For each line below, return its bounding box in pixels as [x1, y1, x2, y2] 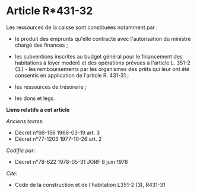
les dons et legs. [14, 95, 55, 102]
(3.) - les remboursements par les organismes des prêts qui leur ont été [14, 65, 190, 72]
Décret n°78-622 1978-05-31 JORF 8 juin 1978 [14, 158, 128, 165]
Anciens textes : [6, 117, 45, 125]
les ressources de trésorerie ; [14, 83, 87, 90]
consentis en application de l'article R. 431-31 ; [14, 72, 129, 79]
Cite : [6, 170, 18, 177]
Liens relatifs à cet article [6, 106, 70, 113]
